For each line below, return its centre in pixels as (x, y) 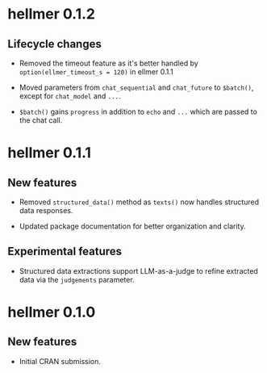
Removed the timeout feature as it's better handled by (108, 63)
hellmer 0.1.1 (50, 153)
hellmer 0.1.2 (52, 14)
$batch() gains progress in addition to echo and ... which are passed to (138, 111)
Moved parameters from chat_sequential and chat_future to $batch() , (136, 87)
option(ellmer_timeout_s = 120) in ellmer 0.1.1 (96, 72)
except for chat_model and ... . (70, 96)
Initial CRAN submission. (60, 361)
